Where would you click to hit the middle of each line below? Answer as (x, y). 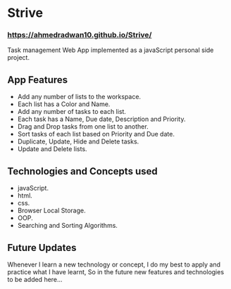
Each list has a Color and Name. (64, 104)
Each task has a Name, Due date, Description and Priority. (101, 119)
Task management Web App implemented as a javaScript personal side (111, 50)
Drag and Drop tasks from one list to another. (83, 127)
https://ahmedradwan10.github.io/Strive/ (80, 35)
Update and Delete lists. (52, 149)
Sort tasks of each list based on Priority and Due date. (96, 134)
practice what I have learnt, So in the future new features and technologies (115, 271)
